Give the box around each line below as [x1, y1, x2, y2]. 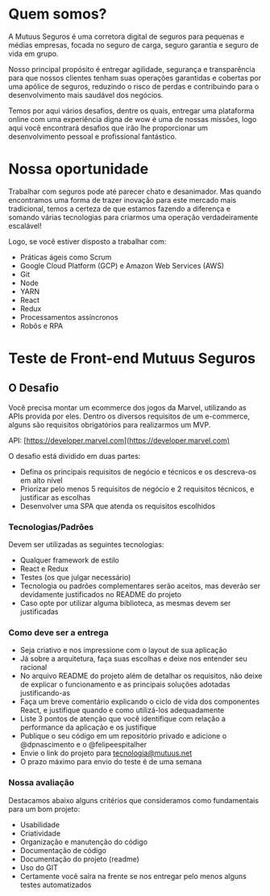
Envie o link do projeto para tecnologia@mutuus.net [19, 748, 193, 758]
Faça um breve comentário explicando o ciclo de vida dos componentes [19, 696, 260, 707]
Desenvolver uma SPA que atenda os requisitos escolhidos [19, 501, 216, 511]
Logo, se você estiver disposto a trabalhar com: [8, 236, 167, 246]
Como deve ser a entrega [8, 627, 109, 638]
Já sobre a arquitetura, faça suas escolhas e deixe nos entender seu [19, 654, 247, 663]
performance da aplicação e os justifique [19, 722, 157, 732]
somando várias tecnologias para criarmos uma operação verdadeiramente [8, 212, 259, 222]
